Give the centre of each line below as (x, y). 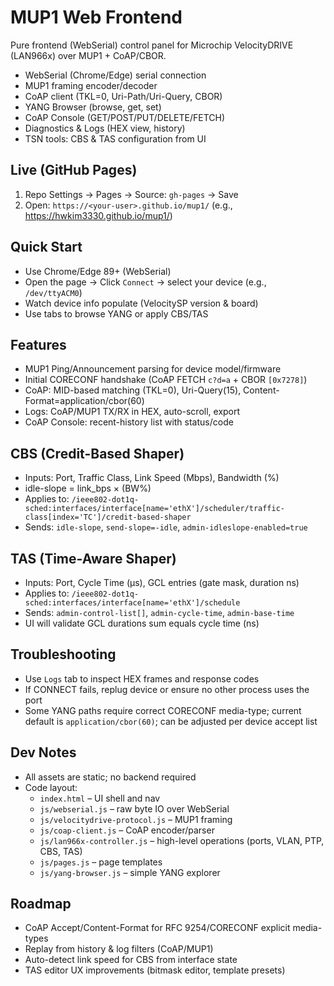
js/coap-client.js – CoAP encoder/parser (127, 830)
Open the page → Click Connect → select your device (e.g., (145, 282)
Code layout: (51, 787)
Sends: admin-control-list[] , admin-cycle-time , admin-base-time (159, 612)
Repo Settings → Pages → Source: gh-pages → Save (131, 194)
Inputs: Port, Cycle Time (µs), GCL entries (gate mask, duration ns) (162, 582)
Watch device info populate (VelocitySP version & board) (141, 303)
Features (38, 344)
